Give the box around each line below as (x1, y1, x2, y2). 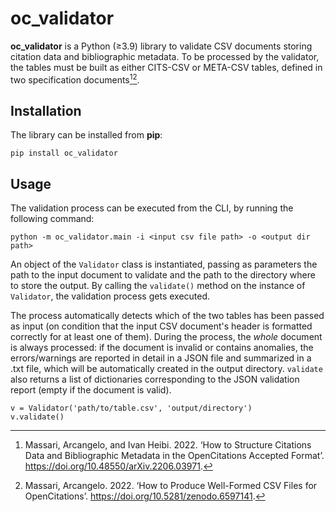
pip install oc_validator (10, 148, 118, 159)
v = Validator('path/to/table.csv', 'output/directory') (10, 403, 253, 414)
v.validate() (10, 412, 65, 422)
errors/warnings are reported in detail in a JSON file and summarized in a (10, 352, 312, 364)
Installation (10, 102, 82, 119)
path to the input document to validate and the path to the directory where (10, 269, 316, 281)
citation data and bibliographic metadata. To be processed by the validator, (10, 50, 320, 62)
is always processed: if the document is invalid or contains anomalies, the (10, 342, 314, 354)
